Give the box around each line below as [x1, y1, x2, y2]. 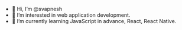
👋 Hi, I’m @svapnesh [11, 6, 63, 12]
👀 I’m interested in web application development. [11, 12, 131, 18]
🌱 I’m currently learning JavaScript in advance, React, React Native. [11, 18, 177, 24]
